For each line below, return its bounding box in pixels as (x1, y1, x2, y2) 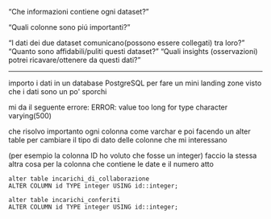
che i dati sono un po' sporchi (8, 87, 107, 96)
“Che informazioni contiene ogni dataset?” (8, 7, 149, 16)
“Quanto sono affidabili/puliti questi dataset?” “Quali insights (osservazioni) (8, 47, 258, 56)
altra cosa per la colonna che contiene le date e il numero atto (8, 159, 214, 168)
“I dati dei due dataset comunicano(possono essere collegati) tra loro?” (8, 38, 245, 48)
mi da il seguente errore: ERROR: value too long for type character (8, 102, 228, 112)
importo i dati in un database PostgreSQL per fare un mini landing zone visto (8, 78, 262, 88)
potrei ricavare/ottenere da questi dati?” (8, 56, 141, 64)
